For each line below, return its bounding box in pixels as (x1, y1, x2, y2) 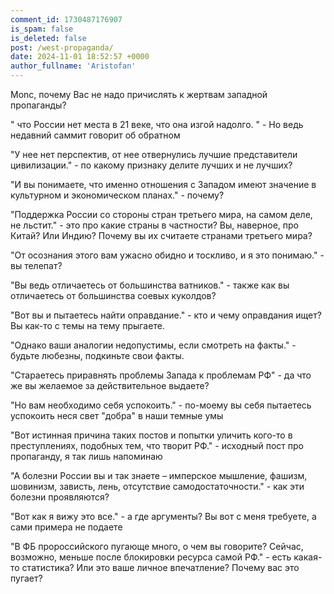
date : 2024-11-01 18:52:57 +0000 (10, 52, 150, 62)
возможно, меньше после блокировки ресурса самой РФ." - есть (10, 551, 292, 563)
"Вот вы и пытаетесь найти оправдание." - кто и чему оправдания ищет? (10, 309, 322, 321)
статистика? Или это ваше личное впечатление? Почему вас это (21, 562, 300, 573)
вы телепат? (10, 260, 63, 271)
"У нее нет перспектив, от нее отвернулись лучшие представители (10, 149, 298, 160)
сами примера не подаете (10, 521, 123, 533)
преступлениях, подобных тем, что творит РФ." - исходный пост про (10, 440, 304, 451)
